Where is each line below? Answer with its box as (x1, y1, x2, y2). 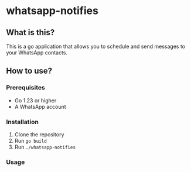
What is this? (6, 27, 55, 37)
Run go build (14, 137, 47, 144)
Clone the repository (14, 130, 64, 138)
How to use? (6, 66, 53, 76)
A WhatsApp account (14, 103, 66, 110)
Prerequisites (6, 84, 45, 92)
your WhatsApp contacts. (6, 49, 68, 56)
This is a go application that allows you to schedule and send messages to (6, 43, 186, 50)
